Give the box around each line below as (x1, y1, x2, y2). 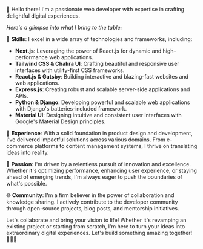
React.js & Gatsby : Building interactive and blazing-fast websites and (15, 73, 189, 80)
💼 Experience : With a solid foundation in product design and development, (6, 130, 193, 137)
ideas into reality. (6, 149, 50, 156)
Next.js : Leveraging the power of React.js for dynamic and (15, 47, 162, 54)
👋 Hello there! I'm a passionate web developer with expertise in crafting (6, 6, 185, 13)
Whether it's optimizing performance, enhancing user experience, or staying (6, 167, 197, 174)
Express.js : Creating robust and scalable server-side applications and (15, 86, 190, 93)
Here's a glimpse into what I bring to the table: (6, 24, 122, 31)
